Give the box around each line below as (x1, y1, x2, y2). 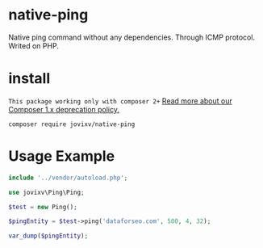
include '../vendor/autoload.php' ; (8, 174, 128, 182)
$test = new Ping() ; (8, 203, 78, 211)
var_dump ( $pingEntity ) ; (8, 232, 89, 240)
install (8, 69, 51, 88)
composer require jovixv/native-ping (8, 120, 136, 128)
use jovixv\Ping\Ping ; (8, 188, 85, 196)
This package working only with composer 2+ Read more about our (8, 95, 232, 106)
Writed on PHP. (8, 40, 59, 50)
